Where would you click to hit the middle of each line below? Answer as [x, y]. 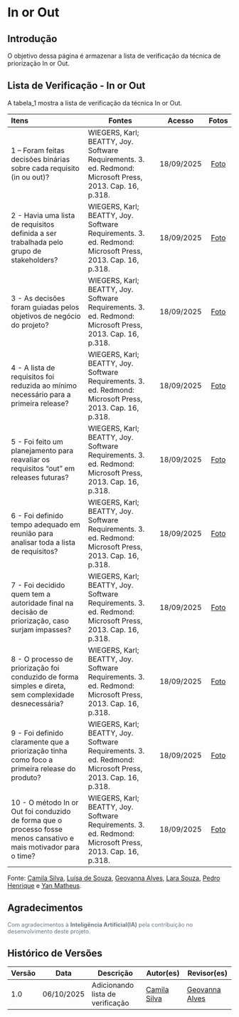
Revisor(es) [207, 974]
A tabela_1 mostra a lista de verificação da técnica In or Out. [95, 103]
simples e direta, [38, 686]
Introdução [32, 39]
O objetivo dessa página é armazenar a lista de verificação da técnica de [114, 56]
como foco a [32, 760]
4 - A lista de [33, 368]
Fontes [121, 120]
